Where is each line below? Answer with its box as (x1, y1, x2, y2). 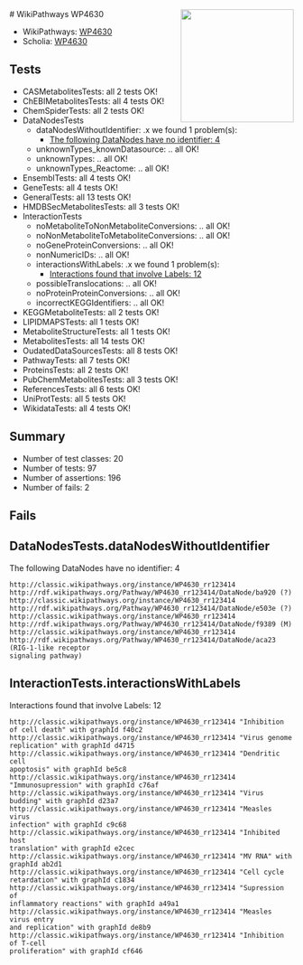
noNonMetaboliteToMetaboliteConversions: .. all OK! (35, 230, 231, 240)
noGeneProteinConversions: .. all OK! (35, 239, 174, 250)
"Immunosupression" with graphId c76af (9, 781, 160, 790)
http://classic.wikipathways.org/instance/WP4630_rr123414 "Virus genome (9, 733, 293, 742)
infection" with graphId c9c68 (9, 820, 127, 829)
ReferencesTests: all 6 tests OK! (22, 383, 142, 394)
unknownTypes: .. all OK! (35, 153, 128, 164)
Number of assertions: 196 (22, 472, 122, 482)
